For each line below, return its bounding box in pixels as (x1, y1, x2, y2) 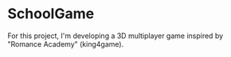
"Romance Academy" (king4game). (7, 39, 124, 48)
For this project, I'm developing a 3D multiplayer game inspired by (7, 31, 224, 40)
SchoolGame (7, 5, 95, 23)
